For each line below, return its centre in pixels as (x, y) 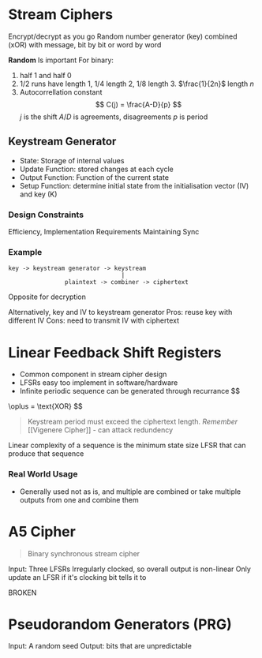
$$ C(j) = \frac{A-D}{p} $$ (138, 104)
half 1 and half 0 (46, 75)
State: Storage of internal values (72, 160)
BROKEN (22, 593)
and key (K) (38, 194)
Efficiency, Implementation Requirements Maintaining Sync (104, 232)
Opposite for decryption (47, 297)
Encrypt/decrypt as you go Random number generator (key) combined (123, 36)
